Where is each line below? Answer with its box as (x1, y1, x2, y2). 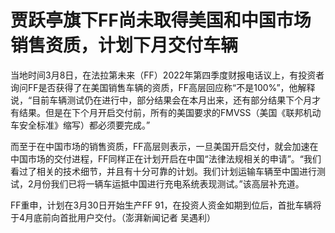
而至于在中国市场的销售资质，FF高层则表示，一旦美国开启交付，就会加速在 (10, 140, 319, 152)
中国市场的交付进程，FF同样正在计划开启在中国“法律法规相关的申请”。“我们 (10, 152, 322, 165)
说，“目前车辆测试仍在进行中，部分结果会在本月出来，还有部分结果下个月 (10, 94, 313, 106)
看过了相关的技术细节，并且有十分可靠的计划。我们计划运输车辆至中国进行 (10, 165, 317, 177)
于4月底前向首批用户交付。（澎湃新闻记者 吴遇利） (10, 211, 216, 223)
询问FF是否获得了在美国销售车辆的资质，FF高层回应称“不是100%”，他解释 (10, 81, 316, 93)
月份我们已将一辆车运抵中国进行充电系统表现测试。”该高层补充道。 (33, 177, 305, 190)
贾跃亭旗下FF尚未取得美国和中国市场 (10, 9, 312, 32)
